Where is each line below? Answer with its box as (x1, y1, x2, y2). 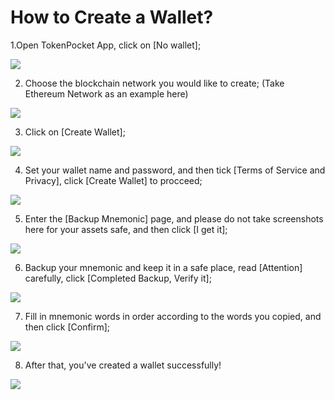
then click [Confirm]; (24, 321, 111, 333)
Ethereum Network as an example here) (24, 87, 189, 100)
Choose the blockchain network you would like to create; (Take (24, 77, 285, 89)
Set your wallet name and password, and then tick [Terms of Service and (24, 164, 326, 176)
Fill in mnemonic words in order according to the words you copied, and (24, 310, 322, 322)
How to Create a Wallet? (10, 6, 214, 29)
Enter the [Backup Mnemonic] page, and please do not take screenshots (24, 212, 324, 225)
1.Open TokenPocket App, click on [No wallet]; (10, 39, 202, 51)
